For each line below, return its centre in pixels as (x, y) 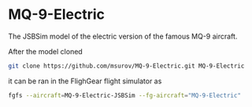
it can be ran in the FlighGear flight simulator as (85, 81)
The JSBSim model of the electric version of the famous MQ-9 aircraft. (123, 36)
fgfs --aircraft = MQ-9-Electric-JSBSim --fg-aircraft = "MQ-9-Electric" (125, 95)
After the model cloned (45, 51)
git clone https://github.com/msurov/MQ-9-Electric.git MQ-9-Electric (126, 66)
